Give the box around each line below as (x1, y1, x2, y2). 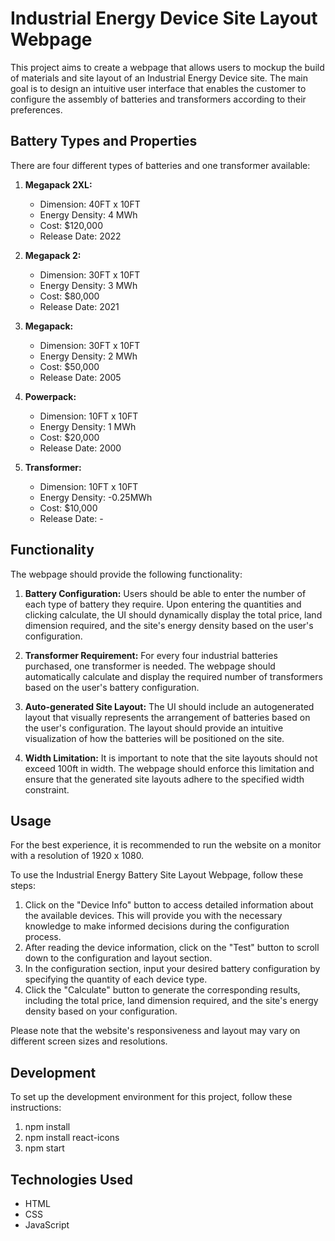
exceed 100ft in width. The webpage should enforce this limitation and (24, 762, 315, 774)
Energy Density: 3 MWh (39, 279, 138, 291)
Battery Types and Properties (10, 133, 198, 150)
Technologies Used (10, 1171, 133, 1188)
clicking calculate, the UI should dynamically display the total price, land (24, 608, 323, 621)
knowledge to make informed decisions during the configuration (24, 920, 290, 932)
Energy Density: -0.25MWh (39, 491, 153, 503)
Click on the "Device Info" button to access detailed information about (24, 899, 314, 911)
